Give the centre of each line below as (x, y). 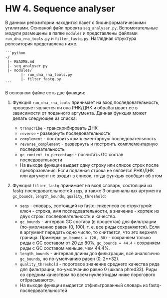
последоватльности (41, 160)
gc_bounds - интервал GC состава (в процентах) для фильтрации (88, 221)
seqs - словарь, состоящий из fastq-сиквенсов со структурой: (86, 206)
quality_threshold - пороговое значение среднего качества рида (90, 264)
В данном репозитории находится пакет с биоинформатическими (76, 22)
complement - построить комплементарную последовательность (88, 138)
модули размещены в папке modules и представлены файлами (72, 33)
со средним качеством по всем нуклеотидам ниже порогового (87, 275)
